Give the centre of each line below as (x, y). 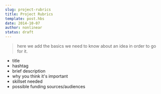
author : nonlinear (24, 28)
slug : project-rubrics (28, 9)
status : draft (19, 32)
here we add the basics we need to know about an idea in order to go (87, 46)
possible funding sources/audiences (49, 86)
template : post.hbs (25, 19)
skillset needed (27, 81)
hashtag (20, 66)
